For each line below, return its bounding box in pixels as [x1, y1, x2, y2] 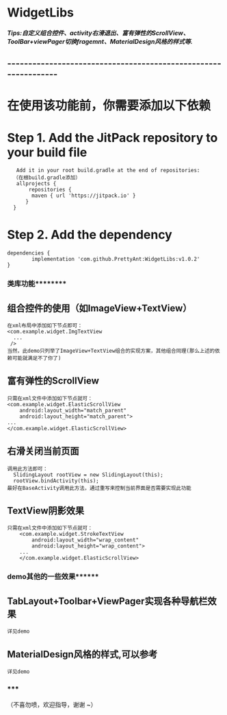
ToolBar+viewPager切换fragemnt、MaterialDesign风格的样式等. [7, 37, 193, 45]
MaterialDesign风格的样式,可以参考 [7, 648, 158, 660]
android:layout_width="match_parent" [19, 407, 127, 414]
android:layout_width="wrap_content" [31, 537, 139, 543]
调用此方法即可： [7, 465, 49, 472]
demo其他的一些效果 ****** [7, 572, 99, 581]
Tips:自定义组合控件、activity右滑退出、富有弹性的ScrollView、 [7, 29, 189, 37]
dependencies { [7, 250, 51, 257]
